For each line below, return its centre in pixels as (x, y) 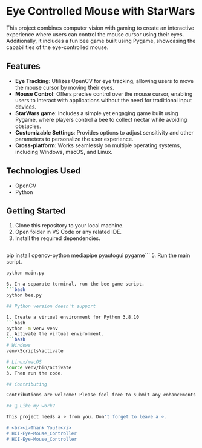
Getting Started (36, 211)
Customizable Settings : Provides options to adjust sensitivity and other (104, 132)
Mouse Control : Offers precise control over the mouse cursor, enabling (104, 94)
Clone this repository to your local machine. (69, 226)
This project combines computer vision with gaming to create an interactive (100, 28)
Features (23, 66)
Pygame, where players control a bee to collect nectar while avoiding (101, 119)
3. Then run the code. (35, 373)
